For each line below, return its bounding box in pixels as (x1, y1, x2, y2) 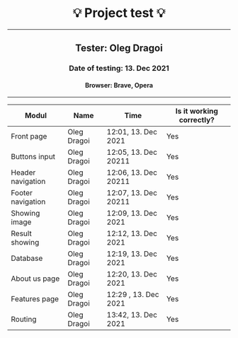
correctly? (178, 115, 215, 125)
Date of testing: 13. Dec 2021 (68, 64, 170, 74)
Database (11, 253, 43, 263)
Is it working (175, 106, 218, 116)
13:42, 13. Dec (106, 310, 158, 320)
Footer (11, 188, 33, 198)
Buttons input (11, 152, 55, 162)
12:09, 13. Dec (106, 209, 158, 218)
